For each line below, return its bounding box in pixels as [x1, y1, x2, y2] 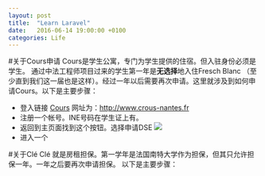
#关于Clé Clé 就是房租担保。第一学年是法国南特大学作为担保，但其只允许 [8, 150, 248, 159]
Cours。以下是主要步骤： [14, 86, 98, 96]
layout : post [8, 11, 52, 20]
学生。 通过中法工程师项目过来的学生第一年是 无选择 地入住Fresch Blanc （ [8, 67, 251, 76]
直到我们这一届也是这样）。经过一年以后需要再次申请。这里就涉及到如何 [14, 76, 249, 86]
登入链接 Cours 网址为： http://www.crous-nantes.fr [19, 103, 189, 113]
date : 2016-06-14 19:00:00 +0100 [8, 26, 127, 34]
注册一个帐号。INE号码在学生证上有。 [19, 113, 143, 123]
